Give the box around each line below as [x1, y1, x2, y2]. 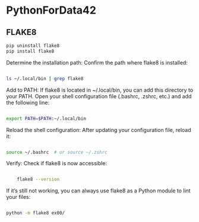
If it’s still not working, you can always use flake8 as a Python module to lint [6, 187, 191, 194]
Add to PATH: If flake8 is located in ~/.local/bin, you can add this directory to [6, 86, 194, 94]
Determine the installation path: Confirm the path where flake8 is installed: [6, 59, 188, 66]
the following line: [6, 99, 49, 106]
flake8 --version [17, 176, 60, 182]
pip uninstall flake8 [6, 43, 60, 49]
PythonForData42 [6, 4, 97, 17]
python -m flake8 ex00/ [6, 210, 65, 216]
